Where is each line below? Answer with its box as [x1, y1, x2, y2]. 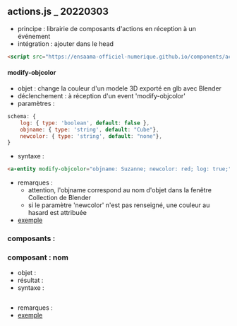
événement [17, 32, 51, 40]
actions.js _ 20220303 [7, 6, 109, 18]
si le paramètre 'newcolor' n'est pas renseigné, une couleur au [28, 201, 210, 209]
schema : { [7, 112, 37, 120]
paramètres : [17, 99, 55, 107]
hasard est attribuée [28, 209, 87, 217]
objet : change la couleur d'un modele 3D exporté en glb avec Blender [17, 84, 222, 93]
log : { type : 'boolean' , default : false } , [20, 120, 150, 127]
